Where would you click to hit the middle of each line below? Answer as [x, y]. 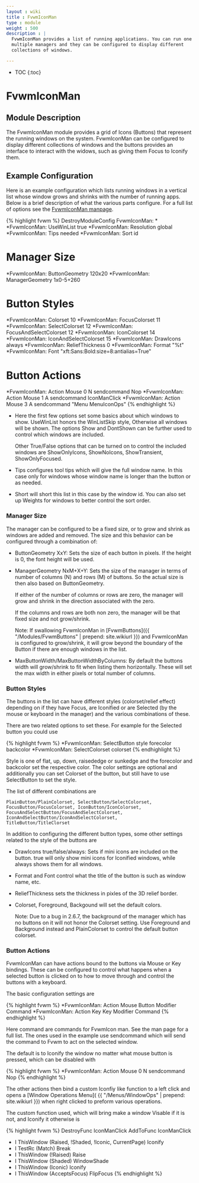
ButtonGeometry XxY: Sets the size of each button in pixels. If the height [103, 553]
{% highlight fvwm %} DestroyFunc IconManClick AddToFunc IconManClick [99, 1131]
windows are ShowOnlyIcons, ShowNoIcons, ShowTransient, [89, 452]
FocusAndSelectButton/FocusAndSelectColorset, [65, 812]
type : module [24, 22]
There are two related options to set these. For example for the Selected [94, 725]
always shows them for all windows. [59, 864]
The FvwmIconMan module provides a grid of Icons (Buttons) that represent [99, 132]
